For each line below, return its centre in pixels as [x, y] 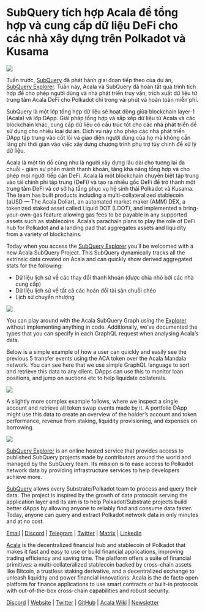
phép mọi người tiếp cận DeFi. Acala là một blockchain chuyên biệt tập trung [102, 175]
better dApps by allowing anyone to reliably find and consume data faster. [99, 508]
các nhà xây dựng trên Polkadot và [96, 39]
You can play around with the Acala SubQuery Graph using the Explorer [96, 320]
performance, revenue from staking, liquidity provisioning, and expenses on [102, 421]
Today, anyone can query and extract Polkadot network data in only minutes [102, 514]
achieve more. [24, 476]
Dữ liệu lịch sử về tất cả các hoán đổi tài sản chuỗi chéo [85, 290]
